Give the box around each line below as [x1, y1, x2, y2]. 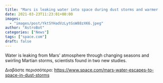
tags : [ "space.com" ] [5, 35, 47, 40]
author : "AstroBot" [5, 25, 45, 30]
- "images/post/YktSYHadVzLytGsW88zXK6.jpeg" [9, 21, 104, 26]
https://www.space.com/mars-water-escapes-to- [54, 67, 154, 73]
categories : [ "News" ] [5, 30, 49, 35]
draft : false [5, 39, 32, 44]
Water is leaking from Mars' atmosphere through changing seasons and [5, 52, 149, 58]
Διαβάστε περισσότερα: [5, 67, 53, 73]
